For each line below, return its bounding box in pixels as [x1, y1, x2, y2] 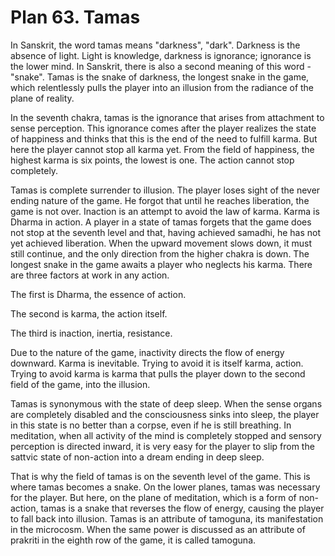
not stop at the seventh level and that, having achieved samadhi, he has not [10, 226, 321, 238]
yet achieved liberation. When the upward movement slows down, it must [10, 237, 312, 249]
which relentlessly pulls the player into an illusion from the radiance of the [10, 81, 315, 93]
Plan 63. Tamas [10, 6, 141, 29]
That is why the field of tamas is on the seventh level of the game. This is [10, 470, 311, 482]
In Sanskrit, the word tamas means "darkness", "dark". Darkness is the [10, 39, 301, 51]
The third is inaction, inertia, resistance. [10, 327, 173, 339]
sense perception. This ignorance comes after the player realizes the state [10, 122, 317, 134]
